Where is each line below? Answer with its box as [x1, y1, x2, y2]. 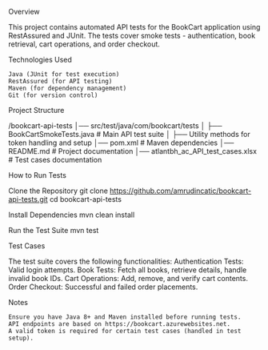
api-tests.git [8, 195, 48, 203]
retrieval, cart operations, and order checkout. [8, 39, 160, 49]
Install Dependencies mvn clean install [8, 210, 135, 219]
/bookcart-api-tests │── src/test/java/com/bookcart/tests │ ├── [8, 121, 222, 131]
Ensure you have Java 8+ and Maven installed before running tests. [8, 313, 242, 321]
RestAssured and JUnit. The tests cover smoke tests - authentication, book [8, 31, 256, 40]
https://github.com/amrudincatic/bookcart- [109, 186, 252, 195]
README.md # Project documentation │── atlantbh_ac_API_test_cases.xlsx [8, 147, 258, 155]
